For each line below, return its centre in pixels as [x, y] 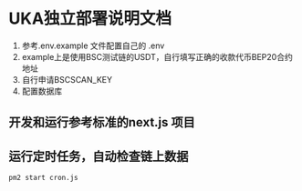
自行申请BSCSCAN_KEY [67, 79]
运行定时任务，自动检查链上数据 [99, 156]
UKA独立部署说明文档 [90, 19]
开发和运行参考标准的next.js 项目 [102, 122]
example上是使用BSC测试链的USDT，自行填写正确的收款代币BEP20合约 [157, 56]
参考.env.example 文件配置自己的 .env [93, 45]
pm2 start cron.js [43, 178]
